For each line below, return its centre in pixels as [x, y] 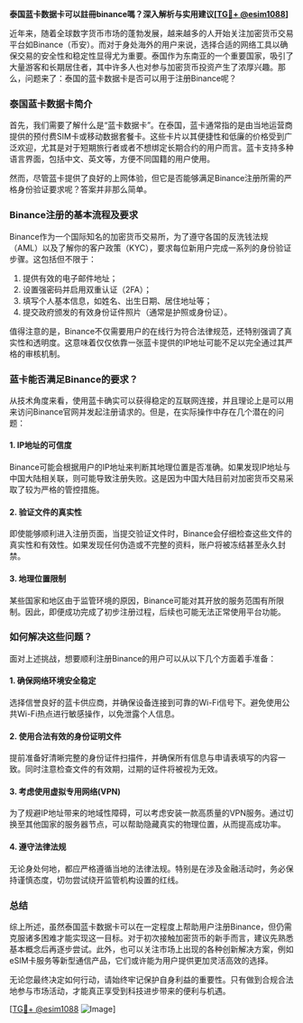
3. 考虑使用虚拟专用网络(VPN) [65, 791]
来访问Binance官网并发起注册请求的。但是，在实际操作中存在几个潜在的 [143, 411]
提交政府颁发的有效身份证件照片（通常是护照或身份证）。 [127, 312]
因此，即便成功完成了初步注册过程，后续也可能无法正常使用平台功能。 [155, 611]
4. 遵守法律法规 [38, 847]
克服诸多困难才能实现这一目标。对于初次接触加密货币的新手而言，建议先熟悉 [151, 937]
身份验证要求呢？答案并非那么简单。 [84, 189]
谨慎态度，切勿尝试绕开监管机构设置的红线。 [100, 880]
